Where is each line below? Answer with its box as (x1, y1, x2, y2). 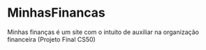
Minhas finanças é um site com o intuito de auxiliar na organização (7, 28, 199, 36)
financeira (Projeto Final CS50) (7, 35, 96, 43)
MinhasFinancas (7, 5, 106, 21)
